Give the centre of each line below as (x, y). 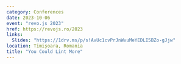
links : (15, 35)
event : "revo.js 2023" (35, 23)
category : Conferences (35, 12)
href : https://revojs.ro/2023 (45, 29)
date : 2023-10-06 (28, 18)
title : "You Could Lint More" (45, 52)
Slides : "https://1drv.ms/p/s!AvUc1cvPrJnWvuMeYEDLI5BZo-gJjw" (94, 40)
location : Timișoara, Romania (45, 46)
